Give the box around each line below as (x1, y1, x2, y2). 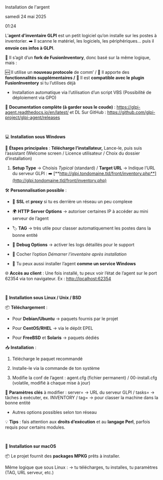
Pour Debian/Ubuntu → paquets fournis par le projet (12, 316, 119, 321)
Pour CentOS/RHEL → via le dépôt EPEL (12, 325, 94, 331)
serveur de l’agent (12, 215, 49, 221)
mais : (5, 60, 17, 66)
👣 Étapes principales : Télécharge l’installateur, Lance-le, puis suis (5, 145, 143, 151)
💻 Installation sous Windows (5, 134, 66, 139)
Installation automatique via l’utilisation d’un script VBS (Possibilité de (12, 90, 152, 95)
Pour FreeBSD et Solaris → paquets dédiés (12, 335, 99, 341)
